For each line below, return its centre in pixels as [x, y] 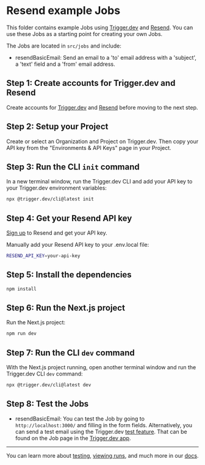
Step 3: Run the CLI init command [73, 167]
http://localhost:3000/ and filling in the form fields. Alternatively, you [104, 425]
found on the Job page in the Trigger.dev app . [73, 438]
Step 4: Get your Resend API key [69, 218]
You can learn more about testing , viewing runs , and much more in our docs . [103, 455]
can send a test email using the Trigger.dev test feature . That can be [101, 431]
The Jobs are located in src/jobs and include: [64, 46]
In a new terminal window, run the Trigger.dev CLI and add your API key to [99, 182]
